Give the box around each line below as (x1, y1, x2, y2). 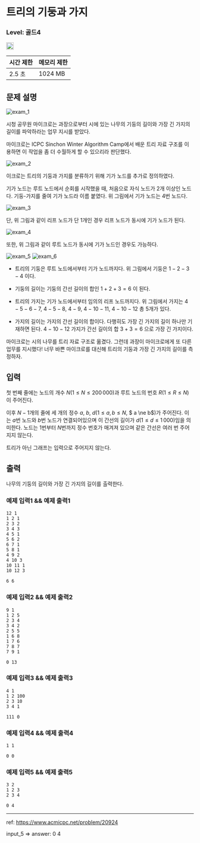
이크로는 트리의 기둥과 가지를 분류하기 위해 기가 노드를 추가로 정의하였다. (6, 172, 174, 179)
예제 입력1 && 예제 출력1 (6, 496, 70, 505)
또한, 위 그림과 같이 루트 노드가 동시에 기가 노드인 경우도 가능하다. (6, 241, 159, 248)
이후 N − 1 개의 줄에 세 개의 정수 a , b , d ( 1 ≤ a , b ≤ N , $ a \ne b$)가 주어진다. (6, 409, 183, 416)
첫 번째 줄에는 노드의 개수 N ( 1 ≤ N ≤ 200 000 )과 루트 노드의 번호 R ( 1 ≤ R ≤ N (6, 389, 187, 396)
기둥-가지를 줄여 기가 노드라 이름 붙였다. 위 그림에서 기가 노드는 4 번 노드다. (14, 192, 188, 200)
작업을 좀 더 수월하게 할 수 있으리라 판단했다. (28, 148, 132, 155)
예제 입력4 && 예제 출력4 (6, 729, 74, 737)
